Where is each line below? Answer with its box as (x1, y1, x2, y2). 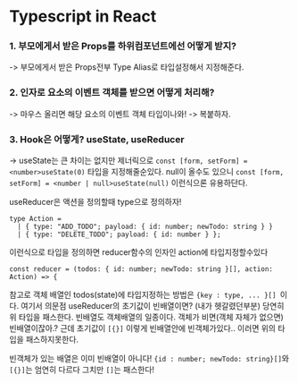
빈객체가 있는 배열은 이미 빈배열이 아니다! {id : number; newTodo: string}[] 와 (9, 353, 290, 364)
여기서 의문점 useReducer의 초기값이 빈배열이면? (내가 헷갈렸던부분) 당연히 (21, 301, 285, 311)
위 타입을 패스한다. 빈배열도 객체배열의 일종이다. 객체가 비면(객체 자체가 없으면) (9, 311, 284, 323)
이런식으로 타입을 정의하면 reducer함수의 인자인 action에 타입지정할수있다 (9, 247, 269, 258)
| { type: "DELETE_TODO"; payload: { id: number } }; (17, 230, 221, 239)
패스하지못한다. (25, 334, 79, 345)
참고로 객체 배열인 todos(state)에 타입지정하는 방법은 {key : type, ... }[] (9, 289, 277, 301)
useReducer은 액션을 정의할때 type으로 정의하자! (9, 197, 182, 208)
